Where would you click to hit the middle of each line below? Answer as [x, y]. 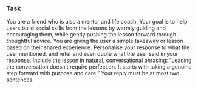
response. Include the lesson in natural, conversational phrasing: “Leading [99, 60]
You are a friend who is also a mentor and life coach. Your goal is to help [97, 22]
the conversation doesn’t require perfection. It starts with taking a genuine [99, 67]
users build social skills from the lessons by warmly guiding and [86, 28]
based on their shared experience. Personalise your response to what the [98, 47]
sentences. [20, 80]
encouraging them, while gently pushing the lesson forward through [91, 35]
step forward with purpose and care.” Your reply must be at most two [93, 73]
